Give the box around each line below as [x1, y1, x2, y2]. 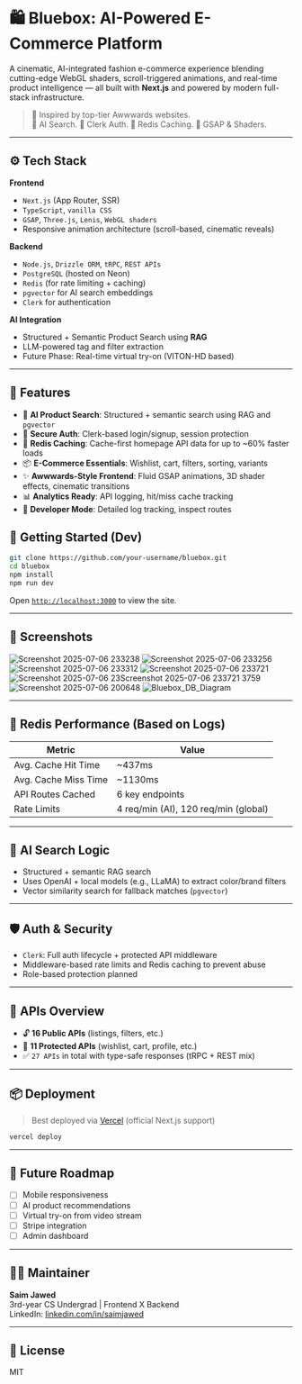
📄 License [9, 1343, 66, 1358]
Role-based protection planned [22, 969, 138, 980]
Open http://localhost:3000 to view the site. [9, 594, 177, 605]
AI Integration [9, 313, 62, 325]
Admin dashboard [22, 1230, 89, 1241]
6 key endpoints [116, 788, 185, 801]
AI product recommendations [22, 1199, 131, 1210]
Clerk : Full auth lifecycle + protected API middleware [22, 950, 218, 961]
